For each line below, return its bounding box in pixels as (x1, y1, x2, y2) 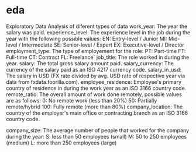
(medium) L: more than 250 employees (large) (6, 139, 117, 146)
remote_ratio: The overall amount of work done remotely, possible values (6, 91, 183, 98)
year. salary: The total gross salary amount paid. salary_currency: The (6, 59, 174, 67)
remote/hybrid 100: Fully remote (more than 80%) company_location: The (6, 103, 183, 110)
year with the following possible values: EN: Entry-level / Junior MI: (6, 35, 168, 42)
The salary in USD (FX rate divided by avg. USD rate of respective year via (6, 72, 185, 79)
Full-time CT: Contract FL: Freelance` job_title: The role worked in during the (6, 54, 190, 61)
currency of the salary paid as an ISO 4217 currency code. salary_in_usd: (6, 66, 182, 73)
